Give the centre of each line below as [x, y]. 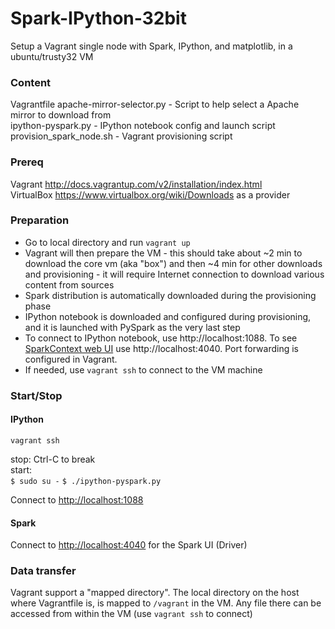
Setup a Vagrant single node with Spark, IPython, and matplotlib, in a [151, 46]
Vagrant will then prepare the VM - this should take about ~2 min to [163, 253]
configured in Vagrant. [71, 359]
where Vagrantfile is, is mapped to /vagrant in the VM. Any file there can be [166, 603]
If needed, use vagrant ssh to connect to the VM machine [143, 369]
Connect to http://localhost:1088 [77, 499]
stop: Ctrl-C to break [53, 459]
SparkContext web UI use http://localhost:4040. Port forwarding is [161, 348]
